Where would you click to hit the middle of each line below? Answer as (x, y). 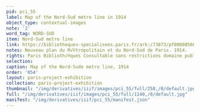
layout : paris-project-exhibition (49, 78)
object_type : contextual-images (46, 23)
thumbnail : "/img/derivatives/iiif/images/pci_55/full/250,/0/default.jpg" (102, 89)
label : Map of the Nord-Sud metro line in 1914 (66, 17)
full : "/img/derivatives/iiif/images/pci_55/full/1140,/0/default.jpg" (97, 94)
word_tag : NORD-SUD (30, 34)
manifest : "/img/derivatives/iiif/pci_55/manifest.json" (78, 100)
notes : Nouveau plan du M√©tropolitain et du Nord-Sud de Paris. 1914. (97, 50)
